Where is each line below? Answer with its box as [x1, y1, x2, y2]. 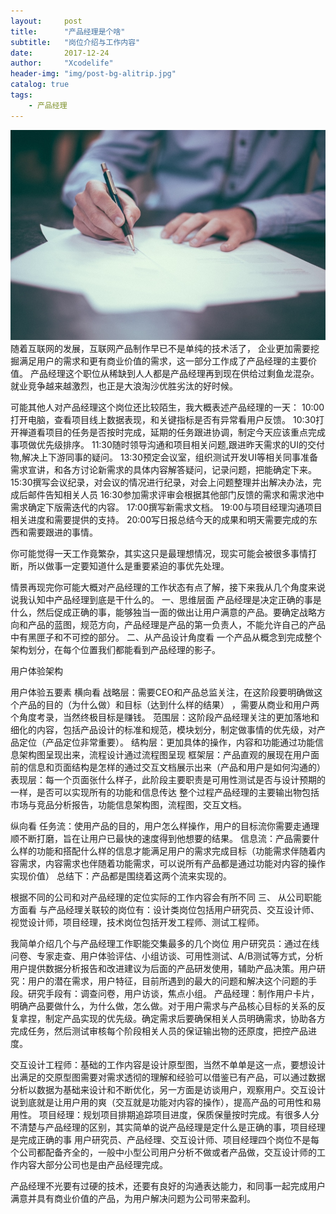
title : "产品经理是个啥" [10, 26, 126, 37]
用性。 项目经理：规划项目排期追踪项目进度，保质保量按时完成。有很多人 [10, 1109, 311, 1120]
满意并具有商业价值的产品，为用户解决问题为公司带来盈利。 [10, 1193, 256, 1204]
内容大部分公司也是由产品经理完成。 [18, 1159, 168, 1170]
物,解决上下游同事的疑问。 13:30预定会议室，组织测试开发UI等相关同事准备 [10, 451, 319, 463]
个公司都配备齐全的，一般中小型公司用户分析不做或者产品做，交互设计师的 [10, 1146, 317, 1158]
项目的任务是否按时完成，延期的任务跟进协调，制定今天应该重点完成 [44, 426, 326, 438]
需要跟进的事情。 [27, 526, 98, 538]
